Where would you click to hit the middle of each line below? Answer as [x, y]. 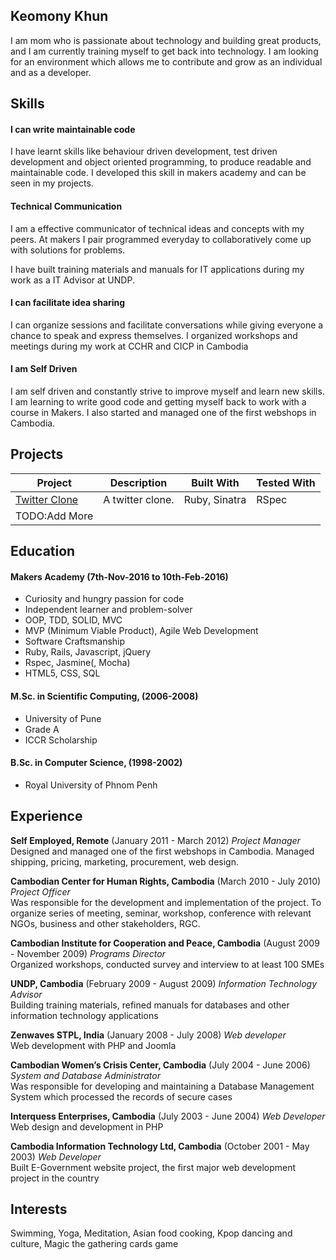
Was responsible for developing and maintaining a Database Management [162, 1086]
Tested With [286, 482]
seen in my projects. [52, 183]
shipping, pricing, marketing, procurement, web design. [124, 861]
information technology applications [84, 1015]
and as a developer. [51, 72]
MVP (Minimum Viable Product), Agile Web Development [141, 631]
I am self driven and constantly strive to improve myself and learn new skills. [167, 391]
